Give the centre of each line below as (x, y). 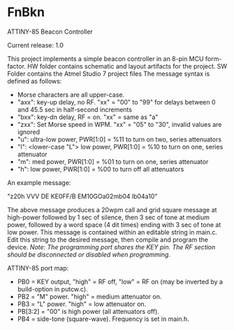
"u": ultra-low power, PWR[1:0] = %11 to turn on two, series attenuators (119, 139)
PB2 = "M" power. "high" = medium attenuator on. (89, 296)
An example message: (39, 182)
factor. (17, 66)
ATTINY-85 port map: (38, 268)
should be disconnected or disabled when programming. (89, 254)
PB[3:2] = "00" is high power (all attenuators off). (88, 311)
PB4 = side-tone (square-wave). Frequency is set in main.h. (103, 319)
